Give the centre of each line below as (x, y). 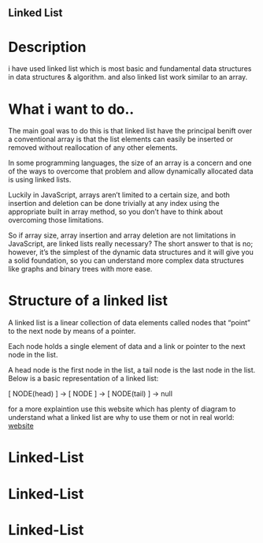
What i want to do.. (71, 109)
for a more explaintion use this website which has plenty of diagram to (122, 409)
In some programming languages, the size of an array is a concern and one (130, 163)
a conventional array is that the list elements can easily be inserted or (121, 139)
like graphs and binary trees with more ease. (80, 269)
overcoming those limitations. (56, 220)
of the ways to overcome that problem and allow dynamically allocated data (131, 171)
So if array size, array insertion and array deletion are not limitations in (122, 235)
